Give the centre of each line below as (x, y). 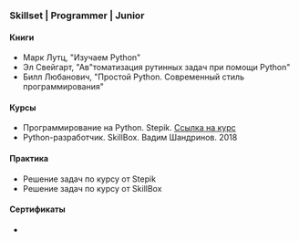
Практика (29, 158)
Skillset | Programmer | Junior (77, 16)
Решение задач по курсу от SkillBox (92, 188)
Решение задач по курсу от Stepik (89, 179)
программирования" (63, 87)
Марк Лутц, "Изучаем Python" (82, 58)
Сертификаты (37, 209)
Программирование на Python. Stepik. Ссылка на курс (129, 128)
